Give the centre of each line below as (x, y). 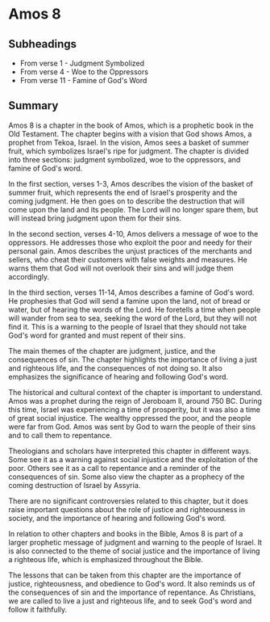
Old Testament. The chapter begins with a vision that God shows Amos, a (130, 133)
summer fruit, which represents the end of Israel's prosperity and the (123, 192)
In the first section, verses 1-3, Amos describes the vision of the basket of (131, 183)
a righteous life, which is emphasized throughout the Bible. (106, 559)
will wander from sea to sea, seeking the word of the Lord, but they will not (133, 318)
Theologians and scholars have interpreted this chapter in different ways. (130, 451)
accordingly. (29, 276)
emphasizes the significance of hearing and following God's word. (118, 376)
